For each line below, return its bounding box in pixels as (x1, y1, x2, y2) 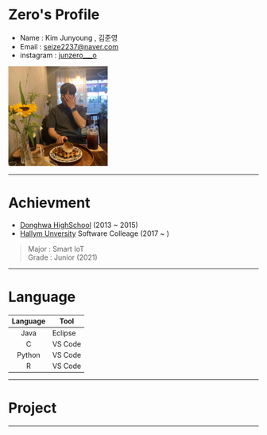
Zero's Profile (8, 6, 100, 24)
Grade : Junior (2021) (27, 253, 98, 262)
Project (8, 399, 57, 417)
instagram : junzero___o (19, 50, 97, 60)
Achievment (8, 194, 91, 212)
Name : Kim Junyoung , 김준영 (19, 33, 118, 42)
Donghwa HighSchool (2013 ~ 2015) (19, 220, 139, 229)
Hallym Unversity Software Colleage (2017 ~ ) (19, 229, 169, 238)
